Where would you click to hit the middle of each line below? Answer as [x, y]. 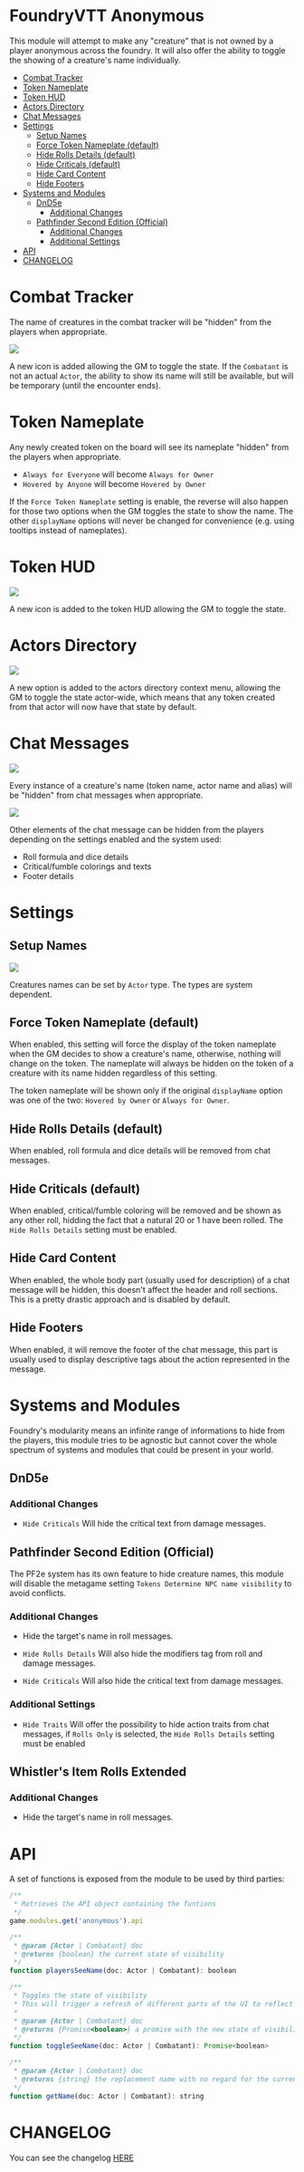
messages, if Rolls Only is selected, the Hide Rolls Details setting [148, 1734]
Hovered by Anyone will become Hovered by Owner [114, 483]
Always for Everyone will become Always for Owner [118, 474]
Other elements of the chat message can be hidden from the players [137, 829]
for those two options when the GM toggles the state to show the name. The [152, 511]
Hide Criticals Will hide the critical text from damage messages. [144, 1524]
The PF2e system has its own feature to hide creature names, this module [147, 1574]
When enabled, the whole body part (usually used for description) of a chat [150, 1280]
